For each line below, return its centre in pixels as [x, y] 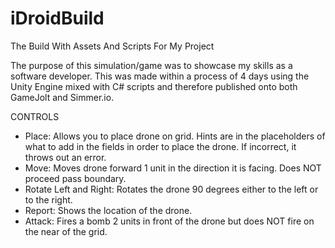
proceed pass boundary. [75, 178]
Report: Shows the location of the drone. [108, 210]
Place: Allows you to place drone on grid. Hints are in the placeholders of [175, 136]
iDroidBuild [57, 18]
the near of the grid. [66, 231]
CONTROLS [35, 116]
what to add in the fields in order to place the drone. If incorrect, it [160, 146]
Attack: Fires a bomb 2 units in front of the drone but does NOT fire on [169, 221]
